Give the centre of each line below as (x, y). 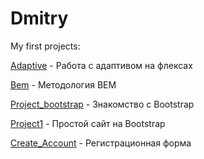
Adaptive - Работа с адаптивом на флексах (101, 65)
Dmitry (39, 18)
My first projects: (45, 46)
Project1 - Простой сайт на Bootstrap (88, 123)
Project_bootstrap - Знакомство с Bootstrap (102, 104)
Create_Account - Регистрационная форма (101, 143)
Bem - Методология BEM (63, 84)
